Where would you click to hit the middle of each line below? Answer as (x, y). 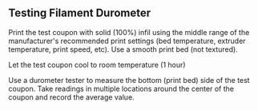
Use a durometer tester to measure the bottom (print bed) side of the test (129, 80)
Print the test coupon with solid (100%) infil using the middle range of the (129, 32)
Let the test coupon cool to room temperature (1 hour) (97, 65)
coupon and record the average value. (71, 97)
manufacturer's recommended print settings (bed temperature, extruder (127, 41)
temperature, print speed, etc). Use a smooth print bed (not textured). (123, 49)
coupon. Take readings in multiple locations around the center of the (121, 88)
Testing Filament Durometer (80, 13)
